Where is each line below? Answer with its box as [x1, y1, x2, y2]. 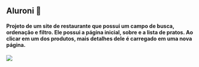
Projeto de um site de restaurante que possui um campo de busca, [6, 22, 175, 30]
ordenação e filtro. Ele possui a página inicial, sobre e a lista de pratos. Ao [6, 28, 194, 36]
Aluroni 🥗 [6, 6, 41, 16]
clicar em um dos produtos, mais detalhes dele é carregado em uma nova [6, 35, 192, 42]
